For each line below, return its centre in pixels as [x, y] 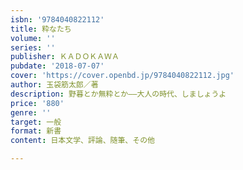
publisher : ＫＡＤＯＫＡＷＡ [65, 57]
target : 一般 [36, 122]
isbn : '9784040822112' [57, 19]
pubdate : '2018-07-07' [57, 66]
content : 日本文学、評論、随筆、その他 [82, 141]
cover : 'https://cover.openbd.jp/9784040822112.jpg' [122, 76]
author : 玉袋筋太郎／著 [54, 85]
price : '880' [37, 103]
